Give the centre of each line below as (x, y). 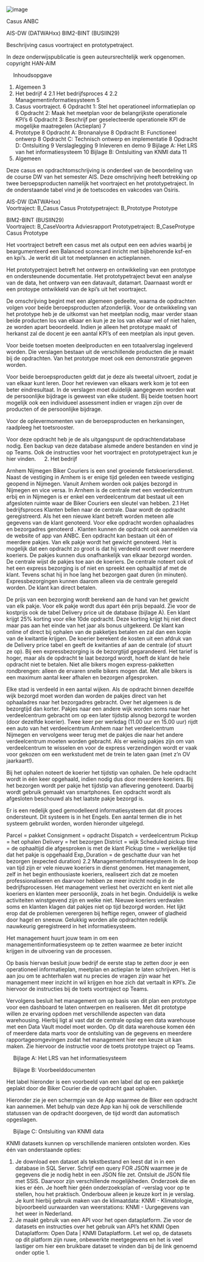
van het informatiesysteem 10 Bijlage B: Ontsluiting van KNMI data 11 (101, 152)
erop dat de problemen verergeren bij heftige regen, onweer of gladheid (97, 913)
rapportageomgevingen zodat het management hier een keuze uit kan (94, 1040)
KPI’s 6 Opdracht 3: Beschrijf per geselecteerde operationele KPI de (100, 120)
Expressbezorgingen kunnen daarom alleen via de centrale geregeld (92, 581)
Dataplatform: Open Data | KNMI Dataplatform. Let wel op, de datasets (103, 1233)
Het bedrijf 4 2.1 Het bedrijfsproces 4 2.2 (66, 94)
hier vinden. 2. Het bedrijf (42, 459)
